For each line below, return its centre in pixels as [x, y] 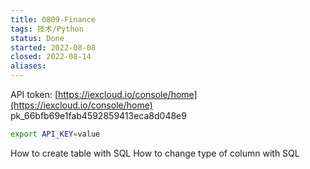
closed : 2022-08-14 [51, 57]
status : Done [37, 38]
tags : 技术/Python [47, 29]
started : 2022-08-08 [53, 47]
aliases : [28, 66]
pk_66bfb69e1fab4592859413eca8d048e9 [98, 115]
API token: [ [34, 94]
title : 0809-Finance [53, 19]
